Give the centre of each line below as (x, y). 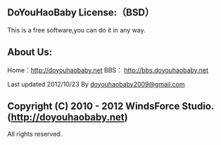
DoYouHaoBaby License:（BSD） (81, 13)
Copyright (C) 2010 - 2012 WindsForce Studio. (111, 107)
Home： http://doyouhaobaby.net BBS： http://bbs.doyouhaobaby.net (108, 70)
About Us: (30, 52)
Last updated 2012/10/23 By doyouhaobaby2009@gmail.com (96, 84)
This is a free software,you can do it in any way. (76, 30)
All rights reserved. (35, 134)
